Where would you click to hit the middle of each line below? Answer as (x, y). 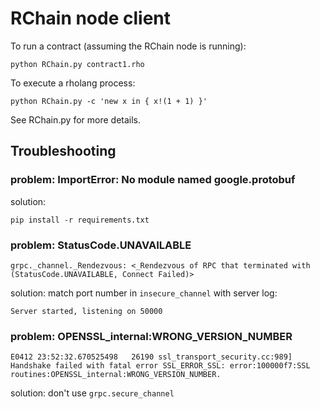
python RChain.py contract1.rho (77, 64)
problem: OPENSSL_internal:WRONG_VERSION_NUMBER (151, 336)
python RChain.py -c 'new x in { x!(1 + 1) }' (109, 101)
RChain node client (91, 18)
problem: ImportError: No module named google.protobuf (153, 180)
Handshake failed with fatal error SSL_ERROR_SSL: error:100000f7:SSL (160, 366)
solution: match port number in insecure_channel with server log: (144, 293)
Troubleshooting (63, 151)
